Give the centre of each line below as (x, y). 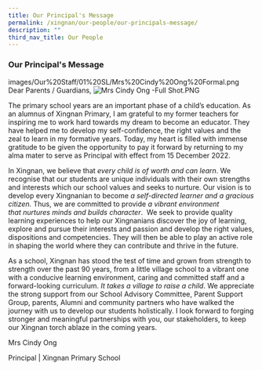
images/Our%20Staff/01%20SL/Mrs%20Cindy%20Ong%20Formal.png (124, 82)
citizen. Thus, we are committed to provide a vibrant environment (114, 204)
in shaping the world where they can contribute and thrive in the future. (124, 245)
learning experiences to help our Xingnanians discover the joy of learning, (127, 220)
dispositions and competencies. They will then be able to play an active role (131, 237)
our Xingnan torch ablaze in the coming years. (83, 327)
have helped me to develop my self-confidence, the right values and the (125, 130)
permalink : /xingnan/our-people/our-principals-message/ (103, 23)
